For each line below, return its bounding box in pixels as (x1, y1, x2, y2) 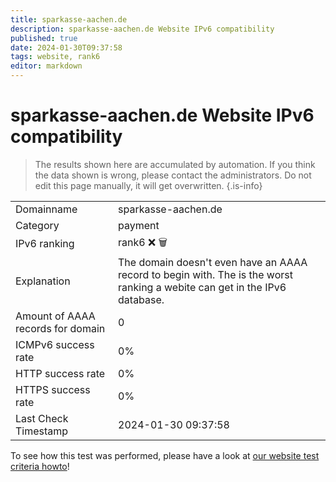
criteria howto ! (10, 460, 70, 472)
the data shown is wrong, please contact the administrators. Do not (34, 169, 312, 181)
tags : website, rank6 (10, 52, 101, 62)
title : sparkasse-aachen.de (10, 14, 128, 25)
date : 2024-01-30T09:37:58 (10, 42, 123, 53)
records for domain (15, 321, 106, 335)
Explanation (15, 274, 71, 288)
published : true (10, 33, 78, 43)
